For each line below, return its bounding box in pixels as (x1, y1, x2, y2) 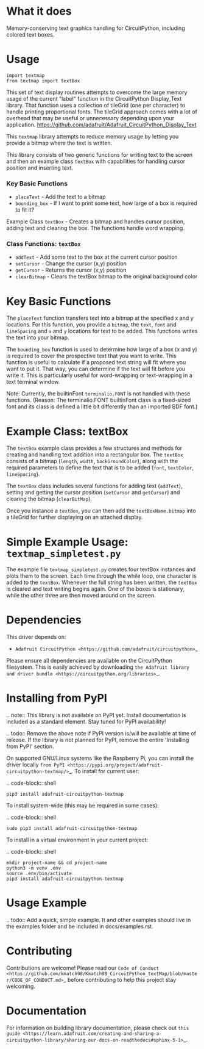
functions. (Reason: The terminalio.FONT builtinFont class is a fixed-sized (6, 397, 191, 404)
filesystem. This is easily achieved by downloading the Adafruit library (6, 663, 190, 671)
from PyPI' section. (6, 743, 54, 750)
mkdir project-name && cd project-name (6, 860, 108, 866)
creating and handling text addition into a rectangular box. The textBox (6, 451, 184, 458)
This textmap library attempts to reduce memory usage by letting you (6, 132, 179, 140)
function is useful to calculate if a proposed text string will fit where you (6, 359, 186, 366)
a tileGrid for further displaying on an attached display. (6, 514, 143, 521)
